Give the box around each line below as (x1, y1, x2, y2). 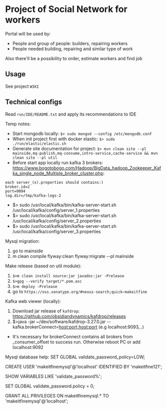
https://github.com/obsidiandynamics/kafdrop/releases (12, 313, 126, 319)
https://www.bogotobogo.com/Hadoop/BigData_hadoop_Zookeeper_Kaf (12, 165, 161, 171)
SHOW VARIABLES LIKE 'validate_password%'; (5, 373, 102, 379)
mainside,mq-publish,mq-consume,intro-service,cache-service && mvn (12, 151, 158, 156)
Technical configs (5, 98, 62, 106)
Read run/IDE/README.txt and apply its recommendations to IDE (5, 111, 137, 117)
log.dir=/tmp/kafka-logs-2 (5, 193, 61, 198)
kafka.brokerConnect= (12, 324, 59, 330)
